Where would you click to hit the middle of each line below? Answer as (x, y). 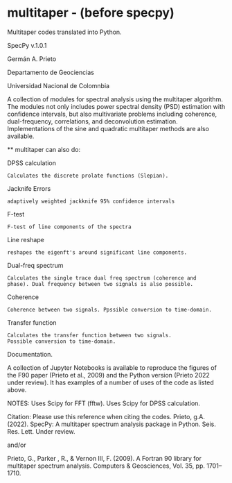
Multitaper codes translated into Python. (65, 32)
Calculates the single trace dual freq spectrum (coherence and (102, 278)
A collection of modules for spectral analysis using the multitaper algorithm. (115, 99)
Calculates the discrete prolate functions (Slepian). (88, 176)
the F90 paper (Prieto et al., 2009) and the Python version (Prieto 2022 (108, 375)
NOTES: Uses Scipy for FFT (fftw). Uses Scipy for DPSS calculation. (104, 403)
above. (17, 389)
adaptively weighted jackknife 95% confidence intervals (91, 201)
